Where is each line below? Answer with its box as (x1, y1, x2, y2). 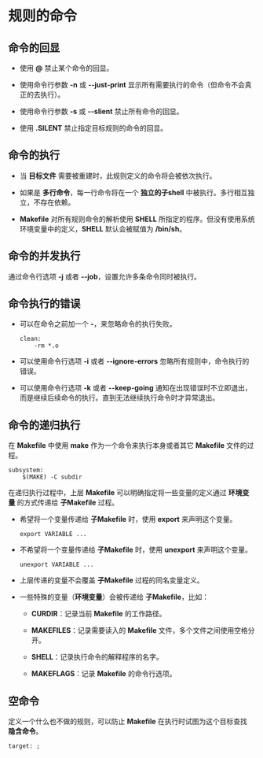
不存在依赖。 (33, 198, 75, 207)
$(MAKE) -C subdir (22, 473, 82, 481)
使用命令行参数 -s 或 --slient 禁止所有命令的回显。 (19, 107, 184, 116)
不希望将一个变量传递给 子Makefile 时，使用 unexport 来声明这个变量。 (19, 545, 253, 555)
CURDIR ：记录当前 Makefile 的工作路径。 (31, 609, 166, 619)
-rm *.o (34, 342, 59, 350)
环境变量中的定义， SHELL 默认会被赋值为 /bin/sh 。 (19, 224, 187, 233)
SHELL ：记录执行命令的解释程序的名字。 (31, 653, 163, 662)
